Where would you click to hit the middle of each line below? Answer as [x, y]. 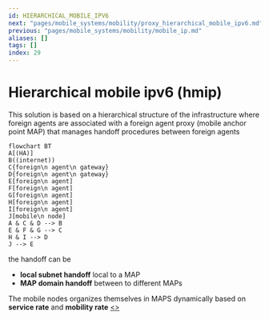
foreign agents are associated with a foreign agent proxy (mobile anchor [127, 123]
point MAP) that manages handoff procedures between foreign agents [124, 131]
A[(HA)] [21, 153]
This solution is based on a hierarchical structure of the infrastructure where [134, 114]
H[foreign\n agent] [41, 202]
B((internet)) [32, 160]
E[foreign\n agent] [41, 181]
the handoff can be [40, 259]
